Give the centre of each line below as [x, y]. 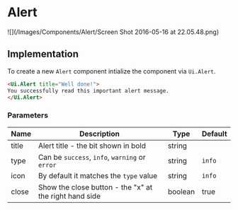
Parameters [28, 115]
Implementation [43, 54]
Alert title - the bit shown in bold [92, 146]
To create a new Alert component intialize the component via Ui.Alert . [112, 71]
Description [100, 134]
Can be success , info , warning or [92, 157]
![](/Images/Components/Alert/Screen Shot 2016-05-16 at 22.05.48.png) [113, 32]
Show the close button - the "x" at [95, 187]
